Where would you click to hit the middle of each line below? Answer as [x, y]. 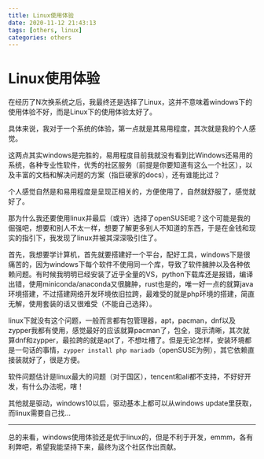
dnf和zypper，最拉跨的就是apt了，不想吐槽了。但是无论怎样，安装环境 [130, 340]
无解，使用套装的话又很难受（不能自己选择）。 [82, 304]
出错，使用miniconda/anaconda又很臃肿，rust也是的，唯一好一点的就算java [131, 284]
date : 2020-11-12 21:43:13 [52, 23]
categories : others [40, 37]
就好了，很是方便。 [53, 360]
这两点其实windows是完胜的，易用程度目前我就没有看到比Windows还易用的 [130, 155]
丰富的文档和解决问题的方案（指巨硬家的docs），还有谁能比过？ [117, 175]
